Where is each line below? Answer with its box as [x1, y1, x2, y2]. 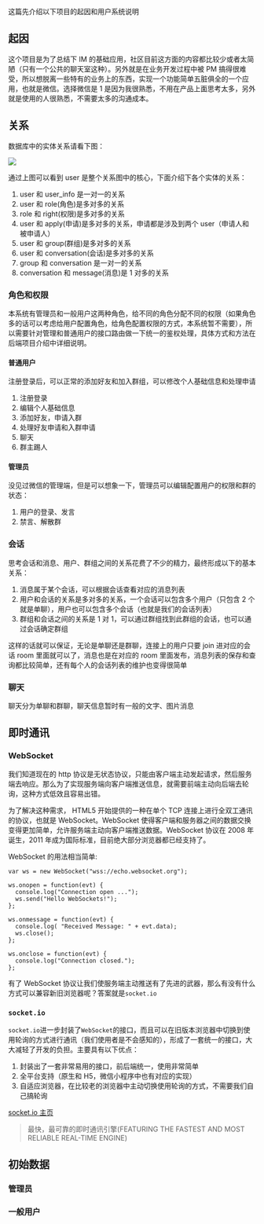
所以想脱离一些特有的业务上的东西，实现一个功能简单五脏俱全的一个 [21, 74, 242, 83]
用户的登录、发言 [19, 508, 75, 517]
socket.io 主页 [8, 1107, 53, 1117]
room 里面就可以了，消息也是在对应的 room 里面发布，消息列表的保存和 [16, 650, 249, 660]
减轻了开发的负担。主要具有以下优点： [14, 1044, 139, 1054]
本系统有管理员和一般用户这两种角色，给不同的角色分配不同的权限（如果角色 [8, 309, 256, 318]
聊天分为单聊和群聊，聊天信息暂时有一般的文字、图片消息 [8, 701, 194, 710]
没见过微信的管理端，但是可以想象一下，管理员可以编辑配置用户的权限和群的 [8, 481, 256, 490]
